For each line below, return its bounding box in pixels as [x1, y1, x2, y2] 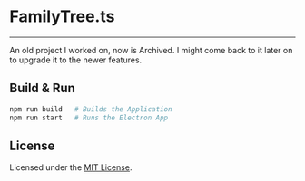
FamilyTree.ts [9, 6, 115, 27]
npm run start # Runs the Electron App [9, 113, 169, 122]
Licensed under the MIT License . [9, 162, 133, 173]
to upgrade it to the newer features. [9, 54, 143, 65]
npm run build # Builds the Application [9, 104, 172, 114]
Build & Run [9, 81, 75, 96]
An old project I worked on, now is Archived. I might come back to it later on [9, 44, 293, 55]
